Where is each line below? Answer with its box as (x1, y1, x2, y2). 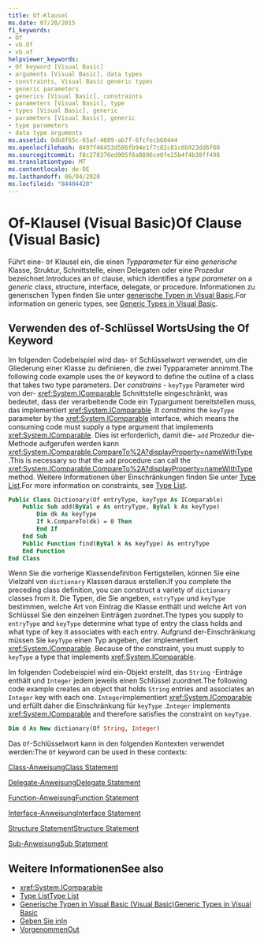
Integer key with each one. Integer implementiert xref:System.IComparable (8, 693, 252, 702)
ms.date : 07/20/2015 (8, 19, 76, 27)
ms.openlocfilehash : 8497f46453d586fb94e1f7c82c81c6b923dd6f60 (8, 143, 221, 151)
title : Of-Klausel (8, 11, 69, 20)
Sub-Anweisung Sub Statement (8, 839, 109, 848)
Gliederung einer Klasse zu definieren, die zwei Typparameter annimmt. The (8, 363, 254, 373)
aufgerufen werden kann (39, 438, 120, 448)
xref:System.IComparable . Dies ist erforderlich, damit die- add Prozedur (8, 430, 240, 440)
